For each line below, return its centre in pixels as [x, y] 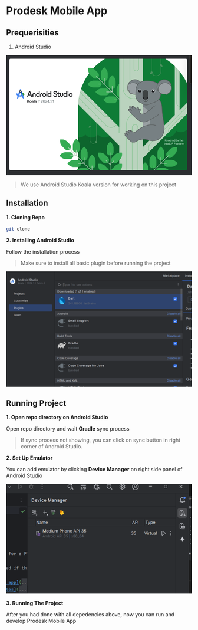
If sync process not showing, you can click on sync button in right [100, 440]
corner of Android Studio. [51, 447]
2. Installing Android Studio [40, 240]
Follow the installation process [43, 251]
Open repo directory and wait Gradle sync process [68, 429]
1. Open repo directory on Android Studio [57, 418]
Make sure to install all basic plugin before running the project [95, 263]
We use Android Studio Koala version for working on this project [98, 185]
